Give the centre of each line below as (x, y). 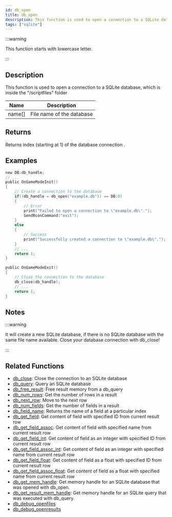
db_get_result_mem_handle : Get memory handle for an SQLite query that (90, 493)
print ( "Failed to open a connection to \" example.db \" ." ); (88, 211)
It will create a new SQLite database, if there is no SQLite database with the (84, 334)
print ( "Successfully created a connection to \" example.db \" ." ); (95, 239)
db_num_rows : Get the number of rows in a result (65, 395)
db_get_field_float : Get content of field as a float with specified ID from (87, 460)
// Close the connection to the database (59, 277)
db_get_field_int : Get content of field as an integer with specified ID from (89, 439)
